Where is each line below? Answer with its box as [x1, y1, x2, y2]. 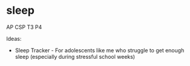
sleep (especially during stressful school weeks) [14, 53, 136, 60]
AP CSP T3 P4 [6, 23, 42, 31]
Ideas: [6, 35, 22, 42]
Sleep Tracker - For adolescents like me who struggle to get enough [14, 46, 185, 54]
